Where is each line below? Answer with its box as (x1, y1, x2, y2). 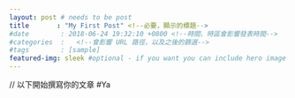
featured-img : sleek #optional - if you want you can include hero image (9, 54, 287, 63)
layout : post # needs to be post (9, 12, 132, 22)
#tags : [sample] (9, 46, 101, 55)
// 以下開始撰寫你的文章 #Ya (9, 79, 111, 89)
